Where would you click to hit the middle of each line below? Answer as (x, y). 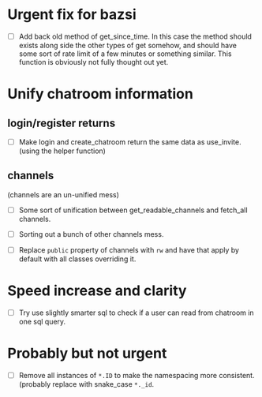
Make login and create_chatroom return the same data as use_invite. (130, 142)
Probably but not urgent (87, 354)
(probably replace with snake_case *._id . (86, 384)
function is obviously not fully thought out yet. (94, 62)
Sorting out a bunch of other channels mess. (91, 234)
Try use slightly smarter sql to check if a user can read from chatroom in (136, 313)
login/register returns (62, 123)
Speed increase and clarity (97, 291)
